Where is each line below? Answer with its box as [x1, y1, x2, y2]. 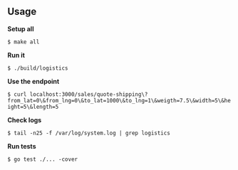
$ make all [7, 38, 40, 46]
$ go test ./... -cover [7, 156, 78, 163]
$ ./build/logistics [7, 64, 69, 72]
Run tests [7, 142, 36, 150]
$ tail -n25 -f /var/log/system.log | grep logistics [7, 129, 171, 137]
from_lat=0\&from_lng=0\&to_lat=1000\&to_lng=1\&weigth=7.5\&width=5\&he [7, 97, 232, 104]
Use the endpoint [7, 77, 60, 85]
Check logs [7, 115, 42, 124]
